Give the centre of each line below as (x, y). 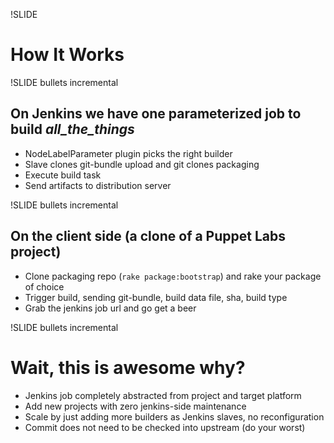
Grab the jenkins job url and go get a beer (110, 308)
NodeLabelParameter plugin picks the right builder (128, 153)
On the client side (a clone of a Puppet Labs (148, 236)
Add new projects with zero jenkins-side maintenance (135, 406)
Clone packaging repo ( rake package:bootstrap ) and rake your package (173, 276)
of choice (44, 286)
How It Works (67, 55)
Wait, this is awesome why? (128, 367)
